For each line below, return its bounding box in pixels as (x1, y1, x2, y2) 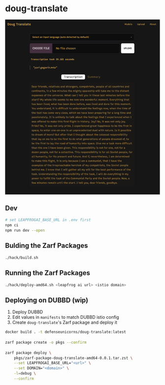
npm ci (5, 223, 19, 228)
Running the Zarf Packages (5, 269, 90, 277)
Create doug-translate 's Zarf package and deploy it (12, 320, 117, 326)
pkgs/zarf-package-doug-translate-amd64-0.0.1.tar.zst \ (14, 356, 133, 360)
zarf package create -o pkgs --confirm (5, 340, 87, 345)
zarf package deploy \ (5, 350, 52, 355)
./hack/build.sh (5, 255, 38, 260)
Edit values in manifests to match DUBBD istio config (12, 314, 119, 320)
